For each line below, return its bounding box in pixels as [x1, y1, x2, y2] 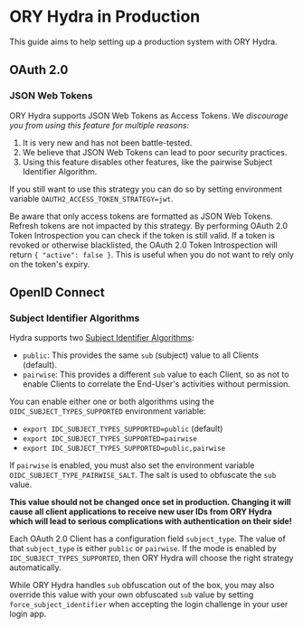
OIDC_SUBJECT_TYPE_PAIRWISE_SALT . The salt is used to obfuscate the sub [9, 470, 277, 481]
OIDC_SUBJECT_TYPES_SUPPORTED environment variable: [9, 406, 206, 417]
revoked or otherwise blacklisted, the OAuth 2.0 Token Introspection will [9, 239, 278, 250]
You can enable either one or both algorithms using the [9, 396, 214, 408]
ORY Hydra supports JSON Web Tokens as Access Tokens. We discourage [9, 110, 289, 121]
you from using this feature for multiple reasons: [9, 119, 190, 130]
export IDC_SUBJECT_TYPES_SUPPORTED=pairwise [22, 435, 197, 444]
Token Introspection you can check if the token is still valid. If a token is [9, 230, 276, 240]
